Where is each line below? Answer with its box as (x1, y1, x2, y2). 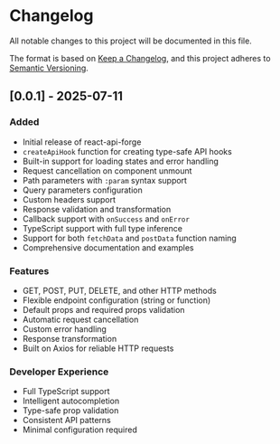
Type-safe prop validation (22, 405, 119, 416)
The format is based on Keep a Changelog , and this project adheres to (9, 52, 271, 63)
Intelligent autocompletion (22, 395, 120, 407)
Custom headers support (22, 194, 116, 204)
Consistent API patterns (22, 415, 111, 426)
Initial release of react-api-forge (22, 137, 142, 147)
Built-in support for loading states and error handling (22, 156, 219, 166)
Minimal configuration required (22, 424, 137, 435)
